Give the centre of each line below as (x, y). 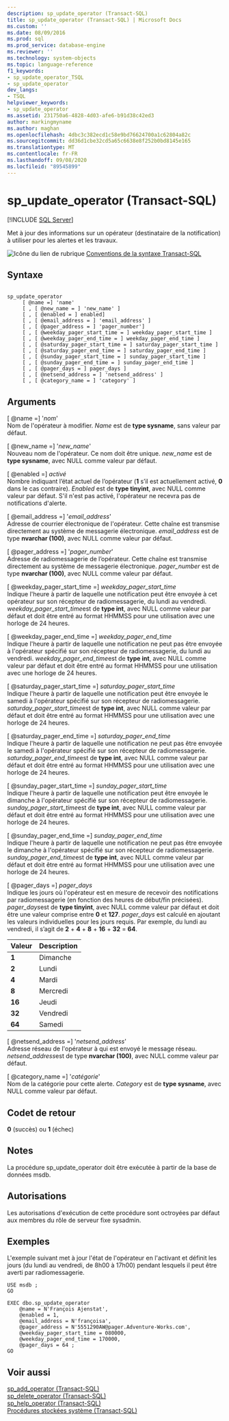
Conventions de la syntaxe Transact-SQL (144, 253)
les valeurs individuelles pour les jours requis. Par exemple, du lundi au (107, 922)
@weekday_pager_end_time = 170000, (70, 1339)
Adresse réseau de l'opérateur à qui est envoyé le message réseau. (102, 1049)
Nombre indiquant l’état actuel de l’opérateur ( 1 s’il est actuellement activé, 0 (115, 482)
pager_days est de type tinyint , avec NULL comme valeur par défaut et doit (113, 907)
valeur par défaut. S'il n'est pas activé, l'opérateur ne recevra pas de (104, 496)
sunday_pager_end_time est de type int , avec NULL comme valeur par (105, 858)
